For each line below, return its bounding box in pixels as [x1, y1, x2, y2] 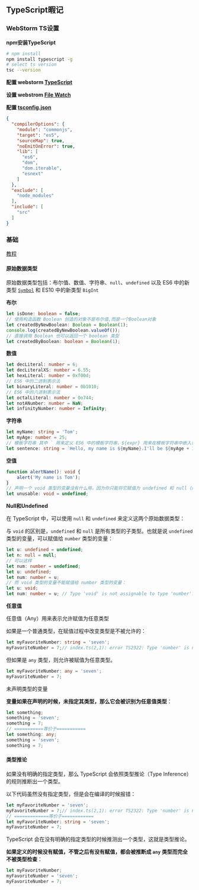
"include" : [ [11, 204, 44, 210]
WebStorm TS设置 [6, 24, 59, 33]
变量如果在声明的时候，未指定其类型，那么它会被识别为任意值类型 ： [6, 697, 172, 705]
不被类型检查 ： [6, 856, 43, 863]
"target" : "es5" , [17, 132, 60, 138]
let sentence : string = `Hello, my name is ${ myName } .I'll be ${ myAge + [6, 446, 190, 452]
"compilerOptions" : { [11, 121, 65, 127]
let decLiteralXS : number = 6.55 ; [6, 367, 92, 373]
